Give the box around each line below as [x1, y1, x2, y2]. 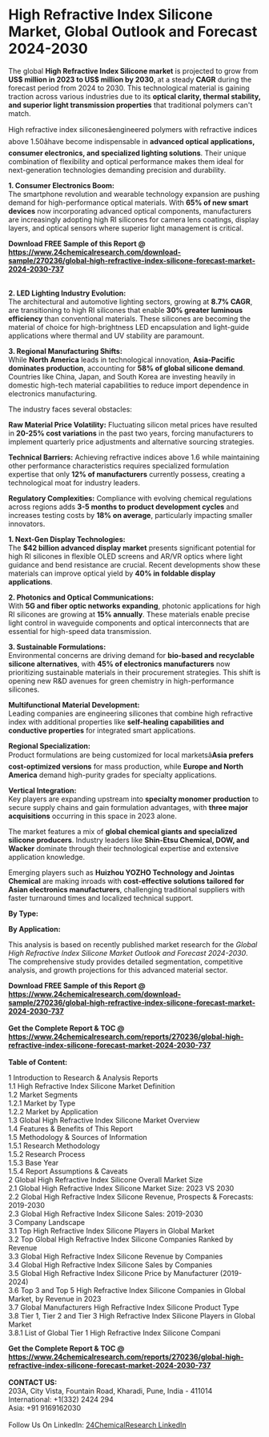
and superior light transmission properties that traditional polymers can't [8, 100, 253, 110]
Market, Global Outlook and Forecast [8, 22, 258, 41]
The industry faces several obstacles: [8, 404, 132, 414]
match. [8, 108, 31, 118]
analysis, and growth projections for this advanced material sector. [8, 965, 228, 974]
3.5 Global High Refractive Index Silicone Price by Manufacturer [8, 1268, 219, 1278]
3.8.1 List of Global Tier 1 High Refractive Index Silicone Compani [8, 1327, 221, 1338]
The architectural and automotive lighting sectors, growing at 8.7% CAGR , [8, 296, 253, 306]
